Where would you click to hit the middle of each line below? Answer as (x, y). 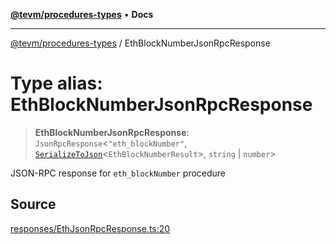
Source (33, 204)
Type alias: (56, 83)
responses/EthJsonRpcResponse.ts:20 (90, 228)
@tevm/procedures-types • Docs (82, 14)
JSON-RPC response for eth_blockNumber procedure (118, 173)
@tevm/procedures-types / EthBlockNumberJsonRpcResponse (140, 43)
